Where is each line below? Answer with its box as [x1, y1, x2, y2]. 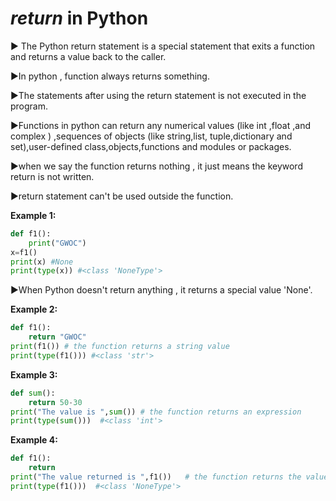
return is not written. [10, 170, 95, 182]
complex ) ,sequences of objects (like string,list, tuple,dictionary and [10, 130, 293, 142]
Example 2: [10, 303, 58, 316]
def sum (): [10, 388, 56, 398]
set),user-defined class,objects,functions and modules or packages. [10, 140, 292, 152]
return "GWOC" [28, 332, 87, 342]
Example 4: [10, 434, 58, 446]
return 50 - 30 [28, 397, 83, 407]
